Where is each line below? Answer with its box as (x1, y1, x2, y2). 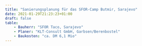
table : (5, 20, 18, 25)
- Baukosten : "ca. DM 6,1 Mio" (14, 34, 77, 39)
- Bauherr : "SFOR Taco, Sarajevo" (14, 25, 83, 30)
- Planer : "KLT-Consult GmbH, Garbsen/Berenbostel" (14, 29, 120, 34)
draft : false (5, 16, 32, 21)
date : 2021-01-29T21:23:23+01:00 (5, 11, 73, 16)
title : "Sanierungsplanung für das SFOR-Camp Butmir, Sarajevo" (5, 7, 138, 12)
